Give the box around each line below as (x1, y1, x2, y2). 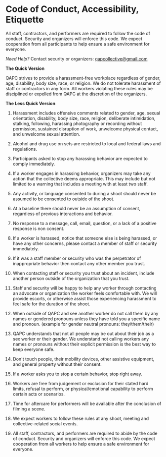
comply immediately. (12, 161, 55, 167)
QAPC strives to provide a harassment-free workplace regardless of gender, (5, 75, 161, 81)
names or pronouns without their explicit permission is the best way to (12, 341, 156, 347)
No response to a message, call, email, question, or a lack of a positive (12, 220, 157, 226)
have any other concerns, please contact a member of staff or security (12, 240, 157, 246)
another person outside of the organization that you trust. (12, 275, 130, 281)
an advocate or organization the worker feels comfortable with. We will (12, 290, 157, 296)
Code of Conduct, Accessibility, (5, 3, 139, 15)
